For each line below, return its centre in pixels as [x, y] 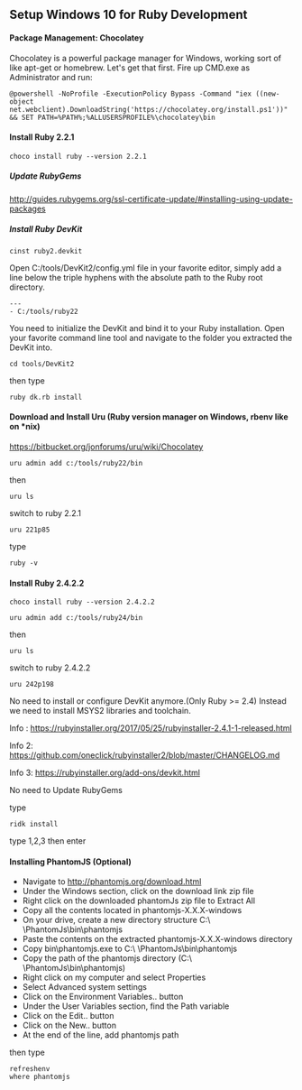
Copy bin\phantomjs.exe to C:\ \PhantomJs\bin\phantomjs [130, 949]
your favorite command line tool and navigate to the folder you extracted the [151, 337]
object [22, 102]
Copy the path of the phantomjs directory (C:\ [107, 958]
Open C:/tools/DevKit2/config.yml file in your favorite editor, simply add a [146, 268]
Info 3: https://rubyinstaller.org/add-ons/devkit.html [105, 773]
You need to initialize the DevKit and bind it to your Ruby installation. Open [147, 328]
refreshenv [30, 1069]
